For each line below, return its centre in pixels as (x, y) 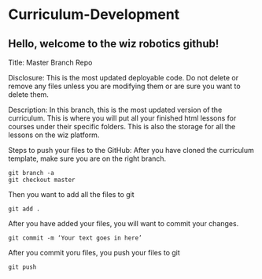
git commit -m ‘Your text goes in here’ (76, 238)
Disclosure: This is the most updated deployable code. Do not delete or (123, 78)
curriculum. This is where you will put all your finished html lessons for (122, 118)
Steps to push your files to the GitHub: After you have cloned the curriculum (131, 150)
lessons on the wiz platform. (54, 135)
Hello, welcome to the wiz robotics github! (114, 44)
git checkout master (42, 180)
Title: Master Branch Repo (50, 62)
